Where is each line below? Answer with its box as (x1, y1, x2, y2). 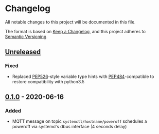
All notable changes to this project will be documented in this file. (5, 19, 136, 25)
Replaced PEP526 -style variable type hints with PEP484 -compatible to (12, 74, 154, 79)
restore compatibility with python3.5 (12, 78, 85, 84)
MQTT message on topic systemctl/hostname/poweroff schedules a (12, 118, 147, 124)
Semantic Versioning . (5, 34, 48, 39)
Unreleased (5, 48, 41, 56)
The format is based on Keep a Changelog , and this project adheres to (5, 28, 146, 34)
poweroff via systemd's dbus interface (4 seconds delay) (12, 124, 127, 130)
